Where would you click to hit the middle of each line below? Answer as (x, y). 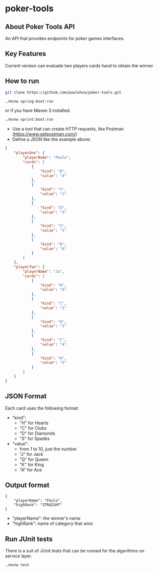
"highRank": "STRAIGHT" (38, 505)
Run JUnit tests (29, 539)
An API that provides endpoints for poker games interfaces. (65, 38)
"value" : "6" (53, 249)
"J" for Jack (31, 454)
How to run (22, 81)
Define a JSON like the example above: (52, 139)
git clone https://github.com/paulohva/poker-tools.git (63, 92)
